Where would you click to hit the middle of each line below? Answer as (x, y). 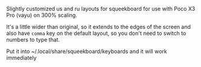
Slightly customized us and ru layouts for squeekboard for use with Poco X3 (101, 9)
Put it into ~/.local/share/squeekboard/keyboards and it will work (87, 51)
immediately (21, 58)
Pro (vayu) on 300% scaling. (42, 15)
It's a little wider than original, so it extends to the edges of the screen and (99, 27)
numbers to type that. (33, 40)
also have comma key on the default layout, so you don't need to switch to (96, 33)
